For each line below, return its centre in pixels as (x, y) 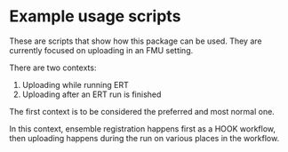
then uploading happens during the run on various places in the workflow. (144, 138)
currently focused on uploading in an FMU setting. (101, 50)
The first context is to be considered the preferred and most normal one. (142, 111)
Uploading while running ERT (75, 84)
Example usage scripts (95, 16)
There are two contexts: (53, 68)
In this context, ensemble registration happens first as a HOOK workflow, (143, 128)
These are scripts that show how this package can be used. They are (136, 41)
